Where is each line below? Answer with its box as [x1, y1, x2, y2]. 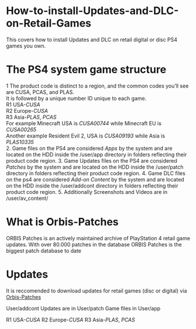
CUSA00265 [6, 126, 37, 133]
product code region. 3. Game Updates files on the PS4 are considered [6, 157, 177, 164]
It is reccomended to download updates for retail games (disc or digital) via [6, 287, 187, 294]
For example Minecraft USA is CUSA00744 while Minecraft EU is [6, 119, 162, 127]
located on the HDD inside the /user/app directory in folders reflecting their [6, 151, 187, 158]
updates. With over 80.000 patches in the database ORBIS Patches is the [6, 241, 183, 248]
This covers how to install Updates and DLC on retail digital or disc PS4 [6, 36, 177, 43]
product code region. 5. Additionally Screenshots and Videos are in [6, 188, 168, 195]
